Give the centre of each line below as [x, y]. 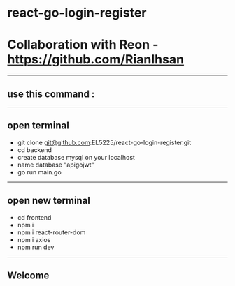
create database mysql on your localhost [76, 157]
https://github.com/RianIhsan [95, 60]
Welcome [28, 275]
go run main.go [39, 172]
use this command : [51, 94]
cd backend [35, 150]
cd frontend [34, 217]
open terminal [38, 126]
